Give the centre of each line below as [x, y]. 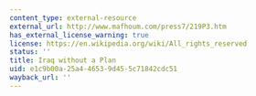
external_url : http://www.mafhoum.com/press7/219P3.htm [118, 27]
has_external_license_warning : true [79, 35]
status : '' [30, 52]
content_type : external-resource [73, 18]
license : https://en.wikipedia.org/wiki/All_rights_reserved [128, 43]
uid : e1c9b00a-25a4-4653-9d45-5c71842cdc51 [94, 69]
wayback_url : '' [40, 78]
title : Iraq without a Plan [63, 60]
